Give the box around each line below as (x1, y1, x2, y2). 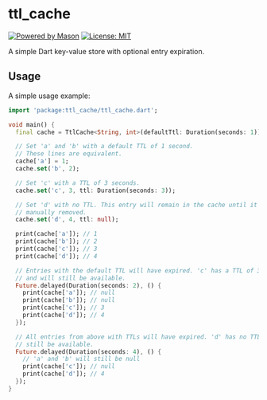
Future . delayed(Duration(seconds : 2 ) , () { (15, 281, 161, 289)
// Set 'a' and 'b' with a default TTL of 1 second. (15, 143, 194, 151)
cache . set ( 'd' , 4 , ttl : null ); (15, 216, 119, 224)
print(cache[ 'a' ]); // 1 (15, 230, 98, 238)
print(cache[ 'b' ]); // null (22, 296, 115, 304)
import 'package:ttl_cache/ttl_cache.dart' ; (8, 106, 158, 114)
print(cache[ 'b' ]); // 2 (15, 237, 98, 245)
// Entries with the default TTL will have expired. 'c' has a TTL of (15, 266, 254, 275)
